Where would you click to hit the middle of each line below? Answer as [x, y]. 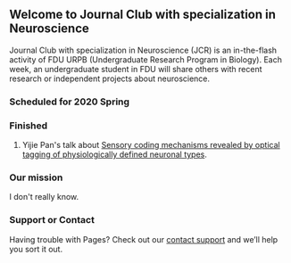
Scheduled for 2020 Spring [70, 102]
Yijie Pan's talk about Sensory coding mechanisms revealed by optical [151, 145]
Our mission [36, 177]
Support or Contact [52, 220]
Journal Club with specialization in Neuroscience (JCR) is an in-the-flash [143, 50]
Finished [29, 126]
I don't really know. [44, 197]
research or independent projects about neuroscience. [110, 78]
